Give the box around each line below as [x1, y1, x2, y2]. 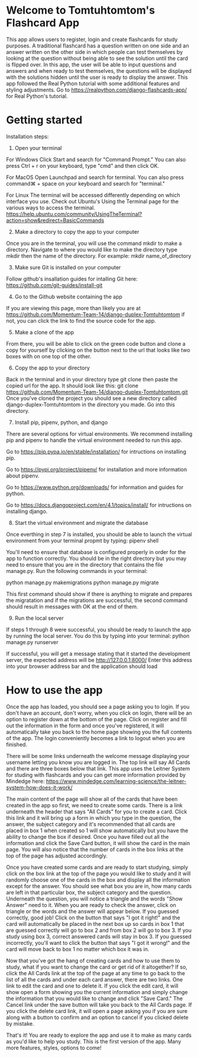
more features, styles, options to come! [6, 1044, 102, 1051]
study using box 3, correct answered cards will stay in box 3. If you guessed [6, 932, 192, 940]
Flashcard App [6, 16, 80, 30]
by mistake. [6, 1020, 34, 1027]
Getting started [6, 113, 83, 127]
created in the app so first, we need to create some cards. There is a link [6, 801, 183, 808]
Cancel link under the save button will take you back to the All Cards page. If [6, 1001, 192, 1008]
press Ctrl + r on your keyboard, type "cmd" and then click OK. [6, 162, 160, 169]
